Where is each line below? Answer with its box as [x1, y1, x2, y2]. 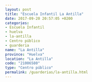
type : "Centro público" [5, 66, 54, 70]
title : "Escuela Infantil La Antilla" [5, 12, 84, 16]
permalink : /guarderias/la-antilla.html [5, 70, 89, 75]
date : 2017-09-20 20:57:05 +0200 [5, 16, 73, 21]
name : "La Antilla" [5, 47, 45, 52]
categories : [5, 20, 29, 26]
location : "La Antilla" [5, 56, 54, 61]
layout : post [5, 7, 32, 12]
